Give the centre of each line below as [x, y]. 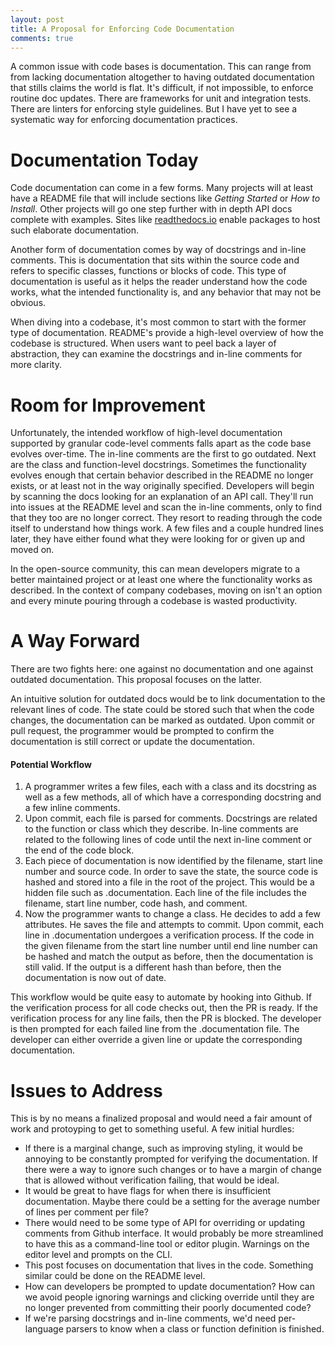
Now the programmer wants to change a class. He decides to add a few [172, 914]
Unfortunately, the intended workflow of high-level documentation [146, 433]
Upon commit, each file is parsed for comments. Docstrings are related [171, 818]
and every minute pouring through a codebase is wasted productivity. [154, 601]
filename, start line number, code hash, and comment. [136, 903]
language [44, 1329]
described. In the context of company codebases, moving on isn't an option [166, 590]
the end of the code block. [79, 850]
